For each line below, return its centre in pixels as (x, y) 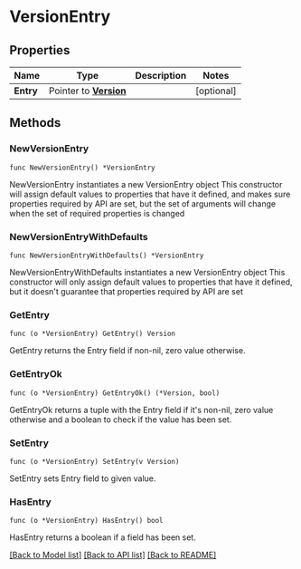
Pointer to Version (87, 91)
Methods (35, 123)
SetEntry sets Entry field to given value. (83, 478)
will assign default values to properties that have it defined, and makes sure (150, 194)
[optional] (216, 91)
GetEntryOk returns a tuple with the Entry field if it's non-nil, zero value (141, 410)
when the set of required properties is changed (97, 213)
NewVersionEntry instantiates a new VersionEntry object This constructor (146, 184)
